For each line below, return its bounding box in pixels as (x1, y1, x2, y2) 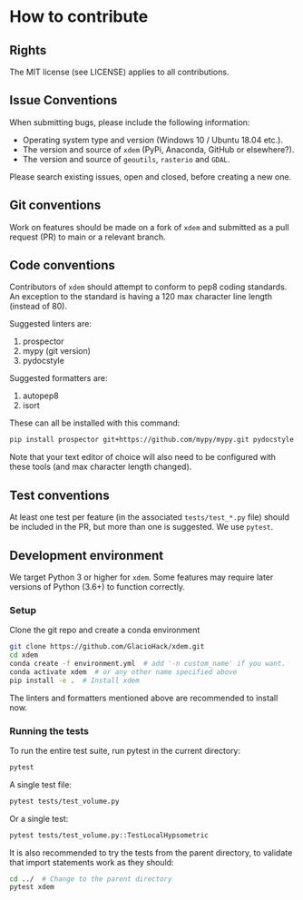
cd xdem (9, 651, 39, 660)
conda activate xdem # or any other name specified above (9, 667, 238, 677)
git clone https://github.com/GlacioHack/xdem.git (9, 642, 205, 651)
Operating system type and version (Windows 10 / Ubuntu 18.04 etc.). (22, 134, 284, 145)
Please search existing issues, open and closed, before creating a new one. (9, 171, 292, 182)
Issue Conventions (9, 93, 118, 108)
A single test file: (9, 778, 73, 790)
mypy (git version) (22, 346, 91, 357)
